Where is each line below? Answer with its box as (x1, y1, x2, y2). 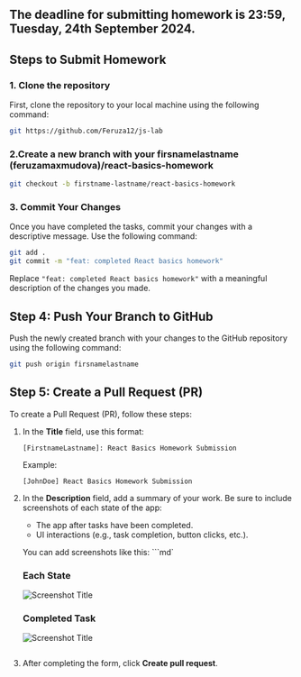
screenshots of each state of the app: (22, 502, 162, 513)
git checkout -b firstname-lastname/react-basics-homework (9, 179, 236, 188)
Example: (22, 459, 58, 470)
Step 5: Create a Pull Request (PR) (9, 385, 204, 400)
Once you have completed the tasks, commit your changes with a (9, 221, 252, 233)
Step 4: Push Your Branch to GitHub (9, 308, 214, 324)
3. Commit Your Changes (9, 201, 122, 214)
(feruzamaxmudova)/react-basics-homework (9, 159, 214, 171)
